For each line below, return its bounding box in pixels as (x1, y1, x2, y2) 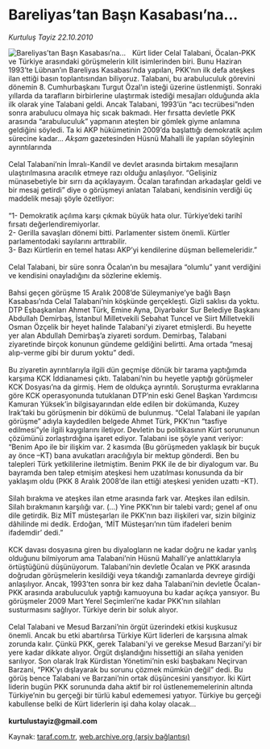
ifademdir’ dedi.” (8, 527, 64, 537)
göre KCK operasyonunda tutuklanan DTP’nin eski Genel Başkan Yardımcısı (8, 390, 258, 400)
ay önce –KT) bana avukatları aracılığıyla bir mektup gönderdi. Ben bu (8, 450, 239, 460)
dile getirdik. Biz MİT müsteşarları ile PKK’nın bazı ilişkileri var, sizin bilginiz (8, 510, 256, 520)
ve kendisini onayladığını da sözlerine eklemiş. (8, 270, 162, 280)
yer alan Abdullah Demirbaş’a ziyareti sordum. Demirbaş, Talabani (8, 331, 227, 340)
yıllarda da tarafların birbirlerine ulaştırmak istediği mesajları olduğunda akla (8, 90, 260, 100)
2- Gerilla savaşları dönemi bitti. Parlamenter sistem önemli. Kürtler (8, 227, 231, 237)
